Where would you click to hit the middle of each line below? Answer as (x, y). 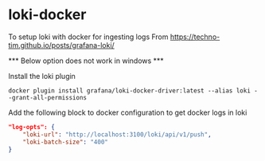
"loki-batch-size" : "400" (66, 142)
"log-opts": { (32, 127)
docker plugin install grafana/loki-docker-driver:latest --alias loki (129, 90)
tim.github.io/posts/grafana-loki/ (62, 45)
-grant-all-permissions (48, 97)
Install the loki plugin (42, 76)
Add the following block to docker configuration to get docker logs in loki (128, 112)
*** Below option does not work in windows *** (86, 61)
